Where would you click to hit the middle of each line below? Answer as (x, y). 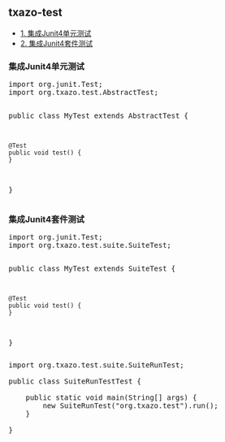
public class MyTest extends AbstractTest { (99, 116)
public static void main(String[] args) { (111, 398)
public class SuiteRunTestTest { (75, 381)
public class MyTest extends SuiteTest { (92, 269)
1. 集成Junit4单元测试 (56, 33)
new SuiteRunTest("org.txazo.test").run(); (131, 406)
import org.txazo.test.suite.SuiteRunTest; (96, 365)
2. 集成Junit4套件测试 (56, 43)
